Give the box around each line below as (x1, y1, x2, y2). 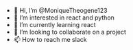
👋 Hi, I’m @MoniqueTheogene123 (13, 7, 108, 14)
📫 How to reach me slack (13, 36, 87, 43)
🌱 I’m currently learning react (13, 21, 96, 28)
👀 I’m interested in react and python (13, 14, 115, 22)
